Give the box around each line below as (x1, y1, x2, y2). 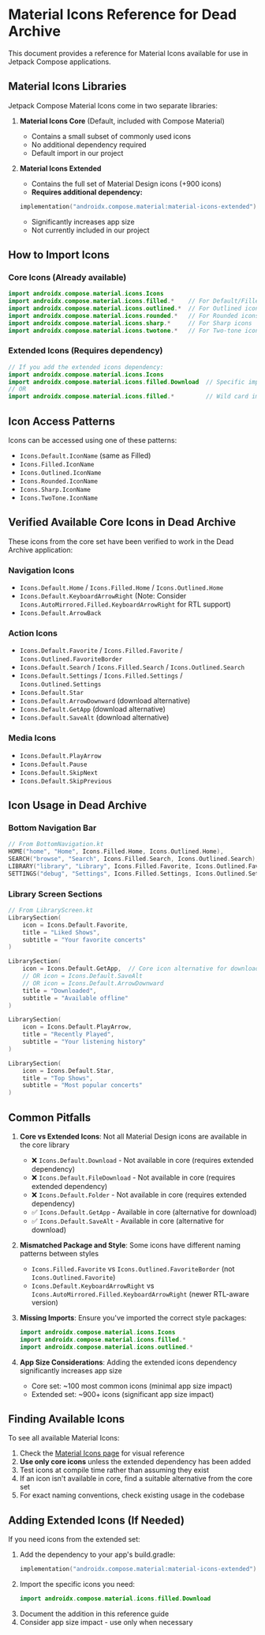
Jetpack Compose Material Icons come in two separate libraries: (8, 100, 218, 110)
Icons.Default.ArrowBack (19, 610, 102, 617)
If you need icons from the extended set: (8, 1535, 140, 1544)
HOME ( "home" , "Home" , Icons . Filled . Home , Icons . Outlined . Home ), (8, 848, 224, 855)
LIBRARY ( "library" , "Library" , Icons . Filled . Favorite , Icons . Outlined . (8, 863, 248, 870)
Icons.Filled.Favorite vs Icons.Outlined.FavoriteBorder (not (31, 1264, 235, 1274)
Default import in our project (31, 148, 124, 157)
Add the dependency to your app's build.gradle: (19, 1550, 176, 1559)
